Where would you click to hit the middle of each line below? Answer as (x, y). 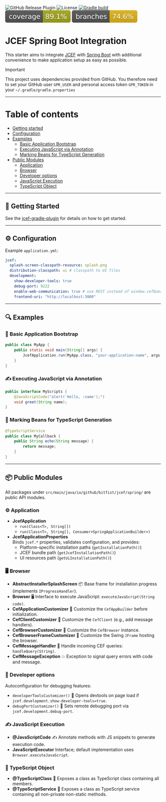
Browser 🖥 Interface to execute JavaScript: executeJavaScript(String (83, 597)
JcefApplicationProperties (40, 537)
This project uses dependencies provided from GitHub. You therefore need (81, 79)
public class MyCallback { (33, 436)
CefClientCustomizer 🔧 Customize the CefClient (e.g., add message (83, 620)
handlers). (23, 625)
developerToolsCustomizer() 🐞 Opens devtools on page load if (76, 695)
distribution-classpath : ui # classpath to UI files (65, 271)
